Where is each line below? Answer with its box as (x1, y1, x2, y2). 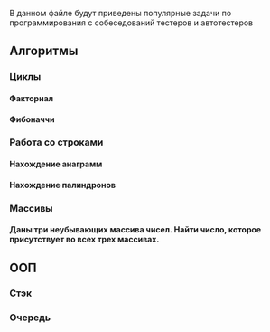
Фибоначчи (9, 113, 55, 125)
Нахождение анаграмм (9, 158, 103, 170)
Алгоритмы (9, 43, 79, 59)
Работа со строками (9, 136, 104, 148)
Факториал (9, 92, 54, 103)
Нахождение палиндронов (9, 179, 116, 190)
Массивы (9, 202, 53, 214)
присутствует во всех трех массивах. (9, 234, 160, 245)
